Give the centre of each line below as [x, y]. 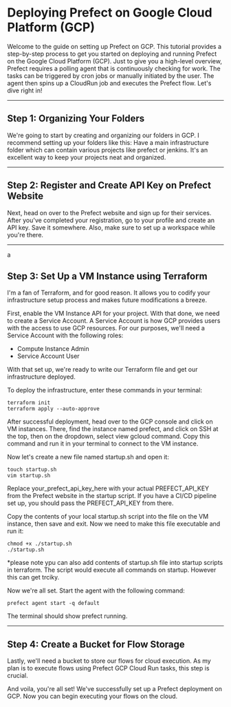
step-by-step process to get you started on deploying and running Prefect [112, 54]
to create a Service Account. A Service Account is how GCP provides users [114, 321]
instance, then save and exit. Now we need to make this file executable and [114, 524]
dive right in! [25, 90]
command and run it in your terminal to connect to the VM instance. [103, 444]
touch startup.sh [32, 470]
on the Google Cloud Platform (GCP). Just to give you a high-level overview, [114, 61]
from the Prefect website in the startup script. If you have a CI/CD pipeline [112, 496]
